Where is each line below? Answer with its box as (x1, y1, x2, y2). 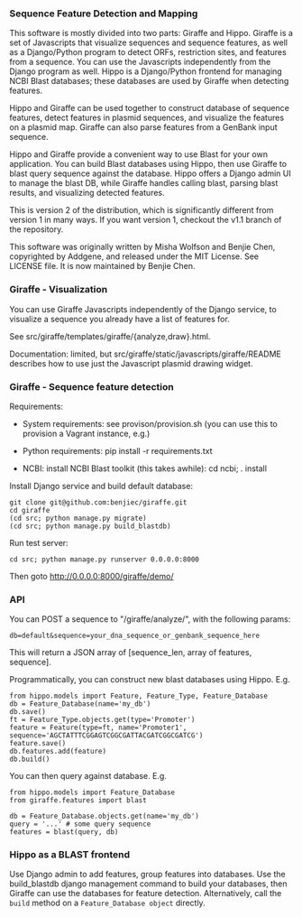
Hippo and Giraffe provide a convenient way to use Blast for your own (9, 149, 269, 160)
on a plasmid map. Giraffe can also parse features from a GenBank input (9, 122, 278, 133)
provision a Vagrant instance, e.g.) (22, 428, 151, 439)
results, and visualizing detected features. (9, 188, 165, 199)
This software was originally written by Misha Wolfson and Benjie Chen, (9, 242, 276, 253)
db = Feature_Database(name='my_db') (9, 699, 151, 709)
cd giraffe (9, 505, 50, 514)
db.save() (9, 708, 47, 717)
